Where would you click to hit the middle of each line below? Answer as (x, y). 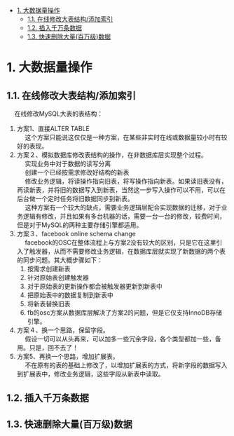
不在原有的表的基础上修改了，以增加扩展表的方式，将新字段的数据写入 (126, 365)
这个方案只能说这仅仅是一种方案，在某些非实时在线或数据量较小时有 (123, 137)
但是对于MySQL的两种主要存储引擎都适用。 (80, 225)
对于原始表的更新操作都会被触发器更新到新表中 (95, 286)
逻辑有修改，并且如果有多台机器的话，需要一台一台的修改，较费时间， (124, 216)
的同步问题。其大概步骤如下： (60, 260)
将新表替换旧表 (49, 304)
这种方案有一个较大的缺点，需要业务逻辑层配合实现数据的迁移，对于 (123, 207)
